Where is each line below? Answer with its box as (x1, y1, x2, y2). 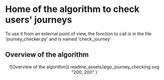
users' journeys (5, 14, 72, 25)
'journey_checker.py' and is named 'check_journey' (5, 36, 111, 42)
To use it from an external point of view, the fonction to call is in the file (5, 30, 152, 36)
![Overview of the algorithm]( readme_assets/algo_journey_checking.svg (9, 63, 159, 69)
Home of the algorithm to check (5, 3, 139, 15)
